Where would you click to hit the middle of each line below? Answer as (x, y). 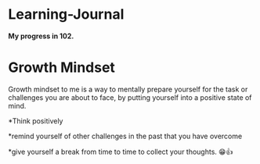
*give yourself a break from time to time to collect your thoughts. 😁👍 (121, 152)
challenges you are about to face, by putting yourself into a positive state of (130, 97)
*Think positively (36, 121)
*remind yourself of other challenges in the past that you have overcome (125, 136)
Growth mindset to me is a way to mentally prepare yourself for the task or (128, 89)
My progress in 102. (41, 36)
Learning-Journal (66, 14)
